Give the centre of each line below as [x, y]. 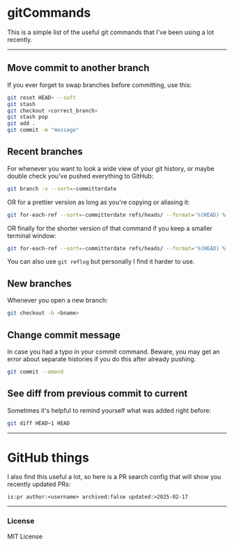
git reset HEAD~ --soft [42, 98]
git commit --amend [36, 372]
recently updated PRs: [39, 484]
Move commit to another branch [78, 68]
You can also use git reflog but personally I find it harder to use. [101, 261]
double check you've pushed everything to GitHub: [80, 176]
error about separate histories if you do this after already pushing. [102, 359]
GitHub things [48, 457]
